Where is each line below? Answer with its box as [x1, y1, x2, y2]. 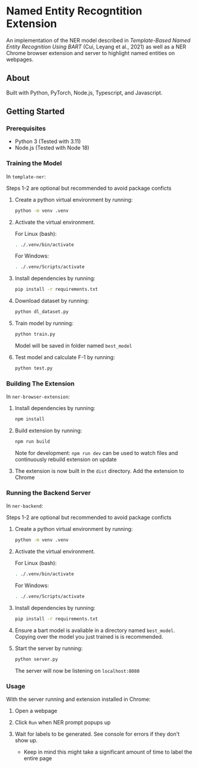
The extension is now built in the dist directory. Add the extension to [14, 467, 184, 474]
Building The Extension [6, 379, 75, 387]
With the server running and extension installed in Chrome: [6, 696, 151, 703]
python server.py [14, 656, 58, 662]
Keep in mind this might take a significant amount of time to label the [23, 748, 193, 755]
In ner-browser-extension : [6, 393, 70, 400]
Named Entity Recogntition [6, 4, 143, 18]
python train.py [14, 331, 55, 338]
